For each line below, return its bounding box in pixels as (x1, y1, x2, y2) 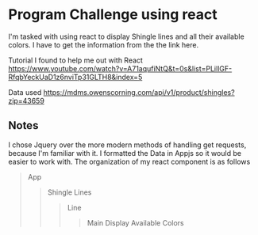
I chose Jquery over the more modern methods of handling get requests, (8, 140, 247, 150)
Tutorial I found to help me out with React (8, 55, 143, 65)
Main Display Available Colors (87, 218, 184, 227)
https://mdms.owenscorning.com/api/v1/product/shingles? (43, 87, 236, 97)
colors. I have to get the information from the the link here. (8, 40, 199, 49)
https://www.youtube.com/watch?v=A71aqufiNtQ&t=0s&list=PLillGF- (8, 63, 233, 73)
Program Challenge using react (8, 6, 218, 24)
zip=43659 (8, 96, 45, 105)
